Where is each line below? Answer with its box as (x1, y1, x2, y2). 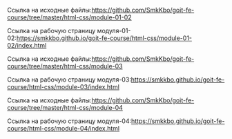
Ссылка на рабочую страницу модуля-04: (7, 117, 132, 125)
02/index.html (7, 41, 47, 49)
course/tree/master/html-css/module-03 (7, 62, 123, 70)
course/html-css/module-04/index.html (7, 124, 120, 132)
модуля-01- (97, 27, 131, 35)
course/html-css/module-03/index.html (7, 83, 119, 91)
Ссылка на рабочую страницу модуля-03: (7, 75, 131, 84)
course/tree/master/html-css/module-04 (7, 104, 123, 111)
